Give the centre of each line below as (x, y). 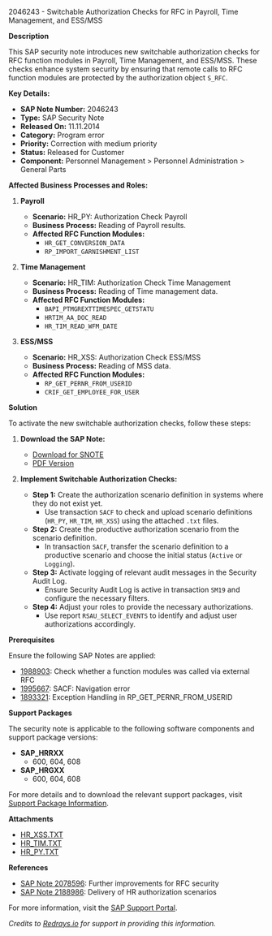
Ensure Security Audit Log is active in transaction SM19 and (142, 589)
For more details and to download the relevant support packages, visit (125, 794)
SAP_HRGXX (42, 770)
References (28, 867)
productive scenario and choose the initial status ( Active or (143, 555)
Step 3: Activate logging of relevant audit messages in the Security (145, 572)
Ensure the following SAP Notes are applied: (82, 656)
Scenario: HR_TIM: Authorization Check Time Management (132, 283)
